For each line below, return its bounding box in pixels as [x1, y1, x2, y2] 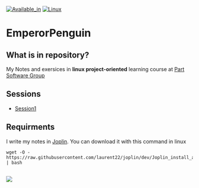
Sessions [6, 89, 41, 99]
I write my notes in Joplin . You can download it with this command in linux [6, 138, 187, 145]
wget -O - [6, 149, 31, 155]
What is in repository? [6, 50, 89, 60]
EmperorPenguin [6, 27, 91, 40]
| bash [6, 160, 23, 165]
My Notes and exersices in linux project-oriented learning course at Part [6, 66, 185, 72]
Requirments [6, 122, 55, 132]
